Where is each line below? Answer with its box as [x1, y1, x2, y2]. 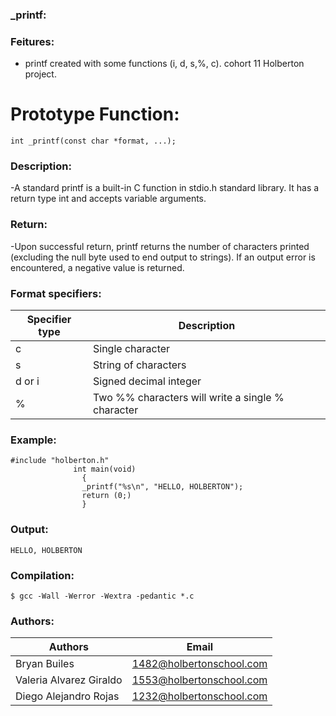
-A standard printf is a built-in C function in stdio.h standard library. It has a [10, 182, 320, 194]
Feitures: [10, 34, 55, 48]
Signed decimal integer [93, 374, 202, 388]
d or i [15, 374, 40, 388]
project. [24, 68, 57, 80]
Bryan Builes [15, 657, 75, 671]
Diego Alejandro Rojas [15, 689, 120, 703]
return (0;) [81, 491, 132, 501]
